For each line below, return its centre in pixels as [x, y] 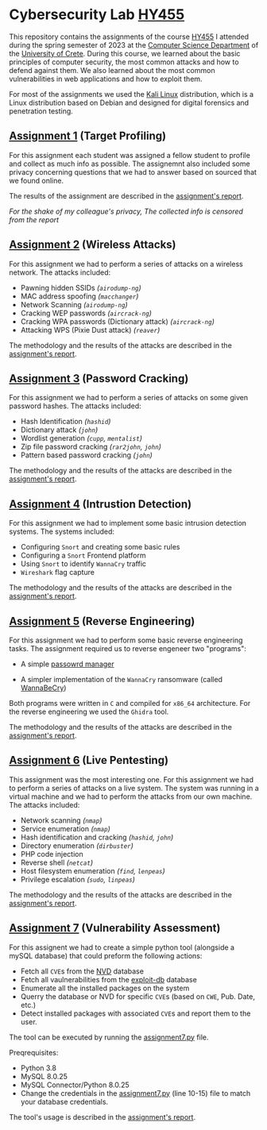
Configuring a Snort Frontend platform [83, 555]
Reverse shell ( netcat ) [57, 862]
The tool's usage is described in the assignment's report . [103, 1117]
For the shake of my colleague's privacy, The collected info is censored [126, 211]
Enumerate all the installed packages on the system [105, 988]
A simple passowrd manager [67, 664]
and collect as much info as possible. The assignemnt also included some [130, 164]
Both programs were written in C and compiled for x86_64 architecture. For [130, 703]
